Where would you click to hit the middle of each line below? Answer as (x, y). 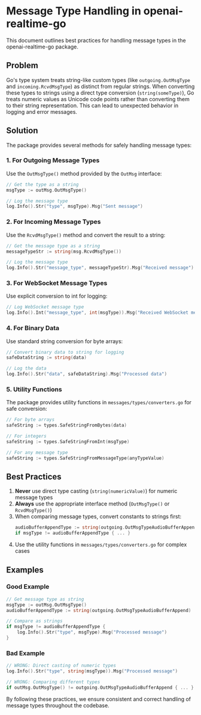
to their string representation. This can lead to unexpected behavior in (92, 105)
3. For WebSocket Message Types (57, 283)
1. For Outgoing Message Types (53, 160)
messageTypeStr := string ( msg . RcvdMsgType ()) (64, 252)
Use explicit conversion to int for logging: (57, 296)
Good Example (28, 587)
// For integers (26, 436)
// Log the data (26, 369)
